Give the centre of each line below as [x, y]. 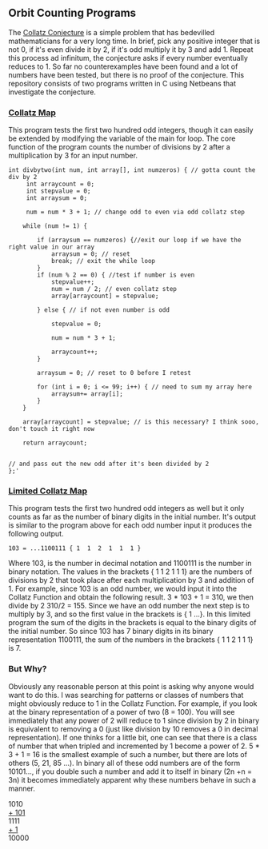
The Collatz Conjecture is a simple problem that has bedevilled [112, 32]
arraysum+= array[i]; [87, 394]
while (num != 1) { [55, 226]
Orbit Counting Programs [72, 13]
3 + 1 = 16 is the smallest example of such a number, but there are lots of [128, 754]
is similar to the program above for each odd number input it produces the [130, 525]
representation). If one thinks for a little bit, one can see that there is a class [133, 737]
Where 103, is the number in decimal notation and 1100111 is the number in [130, 564]
